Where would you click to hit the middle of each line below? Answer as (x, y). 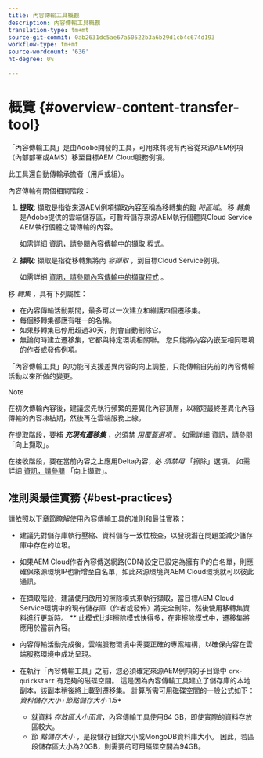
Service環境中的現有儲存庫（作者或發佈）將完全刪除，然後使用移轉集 (131, 608)
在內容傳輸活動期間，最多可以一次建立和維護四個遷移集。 (112, 310)
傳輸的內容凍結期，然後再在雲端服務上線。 (77, 418)
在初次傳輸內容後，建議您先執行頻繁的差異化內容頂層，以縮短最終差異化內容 (131, 408)
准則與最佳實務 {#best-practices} (91, 498)
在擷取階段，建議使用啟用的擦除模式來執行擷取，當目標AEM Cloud (127, 598)
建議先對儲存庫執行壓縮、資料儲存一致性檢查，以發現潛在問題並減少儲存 (136, 535)
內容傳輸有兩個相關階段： (49, 190)
